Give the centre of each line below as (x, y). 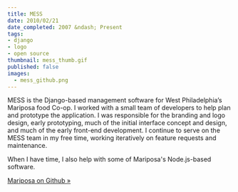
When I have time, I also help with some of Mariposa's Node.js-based (109, 159)
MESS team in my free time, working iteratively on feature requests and (112, 138)
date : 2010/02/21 (33, 21)
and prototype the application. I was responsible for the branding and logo (117, 115)
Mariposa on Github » (39, 181)
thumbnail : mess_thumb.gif (47, 60)
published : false (33, 67)
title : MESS (25, 14)
